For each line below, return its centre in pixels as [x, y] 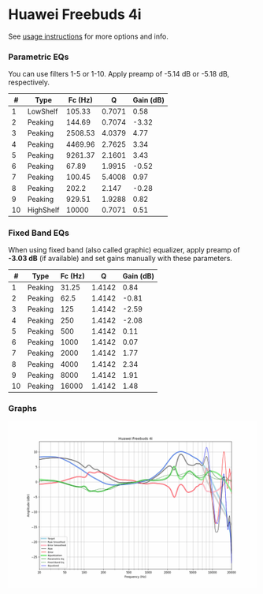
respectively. [29, 82]
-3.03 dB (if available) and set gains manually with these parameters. [120, 259]
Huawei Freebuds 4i [75, 15]
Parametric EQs [39, 57]
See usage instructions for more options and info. [89, 36]
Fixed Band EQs [39, 233]
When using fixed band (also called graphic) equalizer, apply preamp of [124, 250]
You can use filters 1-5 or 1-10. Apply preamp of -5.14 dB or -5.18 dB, [119, 74]
